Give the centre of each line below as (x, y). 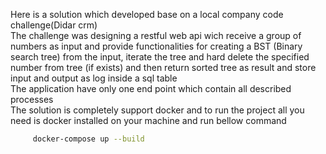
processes (32, 99)
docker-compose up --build (88, 139)
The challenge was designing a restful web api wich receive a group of (156, 35)
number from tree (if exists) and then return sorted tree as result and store (163, 67)
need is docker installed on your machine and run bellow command (148, 120)
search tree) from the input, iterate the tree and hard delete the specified (160, 57)
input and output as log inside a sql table (94, 78)
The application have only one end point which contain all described (151, 88)
